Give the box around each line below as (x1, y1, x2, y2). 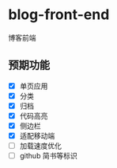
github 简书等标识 (19, 151, 77, 161)
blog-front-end (8, 6, 110, 24)
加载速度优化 (19, 141, 62, 150)
